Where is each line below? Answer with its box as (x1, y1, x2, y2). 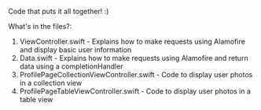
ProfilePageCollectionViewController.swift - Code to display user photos (19, 70, 253, 79)
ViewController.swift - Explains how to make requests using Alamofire (19, 37, 245, 46)
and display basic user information (19, 45, 132, 54)
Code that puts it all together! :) (8, 7, 109, 16)
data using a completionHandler (19, 62, 123, 71)
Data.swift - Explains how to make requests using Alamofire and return (19, 54, 249, 62)
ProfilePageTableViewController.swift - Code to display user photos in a (19, 87, 252, 96)
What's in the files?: (8, 22, 72, 30)
